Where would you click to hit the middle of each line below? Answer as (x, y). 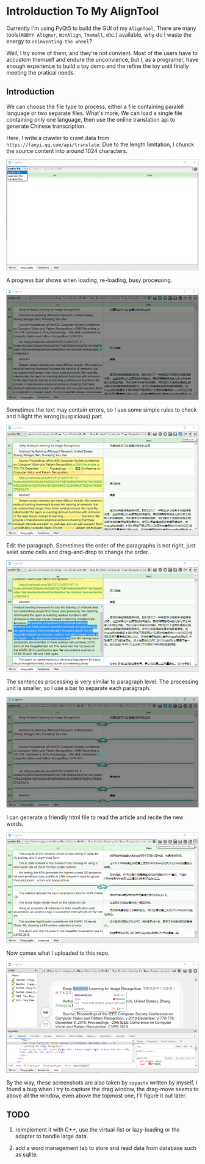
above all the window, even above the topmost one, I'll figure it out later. (97, 1095)
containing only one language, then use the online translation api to (91, 119)
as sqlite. (27, 1154)
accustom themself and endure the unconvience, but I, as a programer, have (103, 59)
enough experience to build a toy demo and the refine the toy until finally (98, 66)
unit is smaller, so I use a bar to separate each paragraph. (79, 688)
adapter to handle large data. (52, 1136)
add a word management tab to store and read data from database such (106, 1147)
